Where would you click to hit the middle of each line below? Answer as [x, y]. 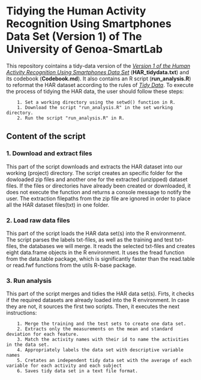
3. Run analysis [29, 281]
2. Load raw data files [38, 220]
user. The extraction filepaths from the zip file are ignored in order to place [98, 198]
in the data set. [28, 345]
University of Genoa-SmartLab [85, 49]
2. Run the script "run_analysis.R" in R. [71, 118]
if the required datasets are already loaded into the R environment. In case [98, 300]
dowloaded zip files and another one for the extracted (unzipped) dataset [97, 179]
